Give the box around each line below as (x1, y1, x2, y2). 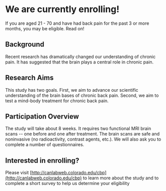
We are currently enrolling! (5, 4, 120, 15)
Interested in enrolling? (5, 156, 79, 165)
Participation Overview (5, 112, 79, 120)
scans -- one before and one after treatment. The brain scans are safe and (5, 131, 160, 137)
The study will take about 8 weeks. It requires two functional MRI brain (5, 125, 151, 132)
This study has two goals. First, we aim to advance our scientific (5, 87, 138, 93)
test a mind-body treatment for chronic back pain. (5, 97, 109, 104)
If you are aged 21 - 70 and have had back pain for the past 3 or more (5, 20, 149, 26)
